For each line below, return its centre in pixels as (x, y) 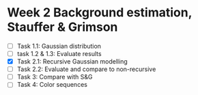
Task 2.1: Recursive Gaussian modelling (72, 62)
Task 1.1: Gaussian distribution (59, 46)
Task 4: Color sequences (52, 85)
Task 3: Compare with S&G (55, 77)
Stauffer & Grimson (62, 27)
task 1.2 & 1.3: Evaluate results (59, 54)
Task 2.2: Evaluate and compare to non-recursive (86, 69)
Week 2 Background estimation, (100, 13)
